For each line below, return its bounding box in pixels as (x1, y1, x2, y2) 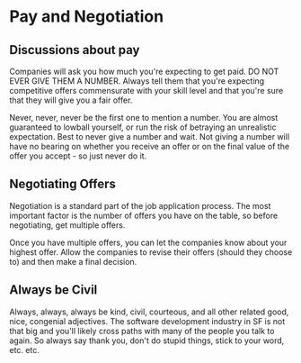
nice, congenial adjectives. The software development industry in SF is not (9, 315, 286, 326)
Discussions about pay (9, 42, 140, 58)
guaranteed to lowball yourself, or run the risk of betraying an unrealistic (9, 122, 277, 132)
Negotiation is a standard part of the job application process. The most (9, 200, 271, 211)
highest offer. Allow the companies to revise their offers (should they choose (9, 246, 293, 258)
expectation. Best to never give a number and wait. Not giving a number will (9, 132, 290, 141)
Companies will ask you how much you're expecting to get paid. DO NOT (9, 66, 279, 77)
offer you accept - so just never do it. (9, 150, 147, 161)
